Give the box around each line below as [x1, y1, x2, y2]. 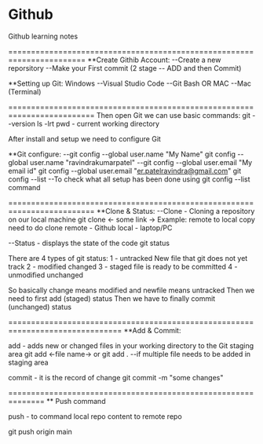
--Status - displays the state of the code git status [8, 238, 170, 248]
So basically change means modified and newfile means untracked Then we [8, 285, 255, 295]
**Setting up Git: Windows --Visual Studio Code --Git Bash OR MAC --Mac [8, 79, 252, 88]
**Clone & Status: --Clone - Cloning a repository [96, 206, 255, 215]
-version [8, 119, 35, 128]
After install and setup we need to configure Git [8, 134, 161, 143]
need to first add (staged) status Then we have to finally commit [8, 293, 216, 303]
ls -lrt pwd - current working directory [36, 119, 159, 128]
